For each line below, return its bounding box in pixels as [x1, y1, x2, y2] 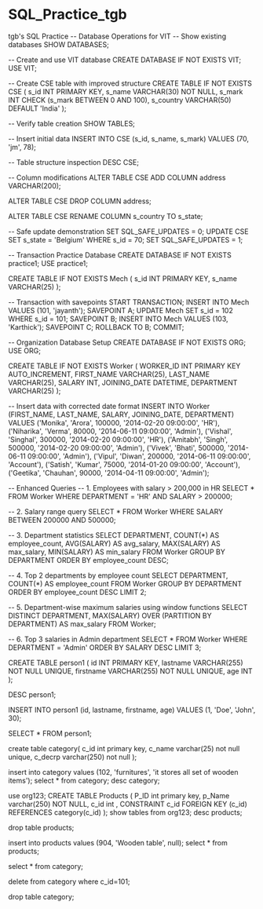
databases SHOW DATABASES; [8, 39, 110, 49]
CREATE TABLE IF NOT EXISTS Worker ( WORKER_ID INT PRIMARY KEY [8, 361, 241, 371]
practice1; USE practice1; [8, 258, 89, 268]
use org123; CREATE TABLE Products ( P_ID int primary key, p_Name [8, 790, 230, 800]
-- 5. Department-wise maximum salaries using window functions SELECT [8, 602, 248, 611]
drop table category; [8, 892, 75, 901]
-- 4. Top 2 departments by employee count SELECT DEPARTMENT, [8, 571, 228, 580]
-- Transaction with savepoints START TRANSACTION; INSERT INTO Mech [8, 297, 250, 307]
